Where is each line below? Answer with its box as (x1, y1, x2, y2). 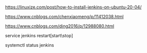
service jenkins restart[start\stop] (5, 33, 73, 38)
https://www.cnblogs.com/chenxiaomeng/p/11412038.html (5, 14, 124, 19)
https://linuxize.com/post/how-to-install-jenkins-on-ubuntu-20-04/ (5, 4, 142, 10)
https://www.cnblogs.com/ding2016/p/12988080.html (5, 23, 114, 29)
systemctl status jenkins (5, 42, 54, 48)
